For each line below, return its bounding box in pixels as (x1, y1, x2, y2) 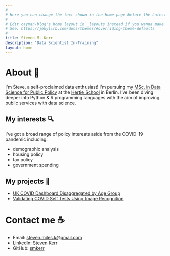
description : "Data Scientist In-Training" (5, 40, 99, 46)
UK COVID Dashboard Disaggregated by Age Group (12, 190, 120, 196)
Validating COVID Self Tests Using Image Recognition (12, 196, 124, 202)
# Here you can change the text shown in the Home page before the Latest (5, 12, 166, 17)
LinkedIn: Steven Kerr (12, 240, 58, 246)
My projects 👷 (5, 177, 50, 185)
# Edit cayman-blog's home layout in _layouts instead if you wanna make (5, 21, 164, 27)
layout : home (5, 45, 33, 50)
